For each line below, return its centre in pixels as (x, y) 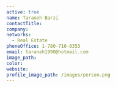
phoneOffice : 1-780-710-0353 (43, 47)
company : (17, 29)
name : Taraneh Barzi (33, 18)
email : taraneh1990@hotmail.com (47, 52)
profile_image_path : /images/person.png (59, 75)
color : (15, 63)
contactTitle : (24, 23)
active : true (23, 12)
